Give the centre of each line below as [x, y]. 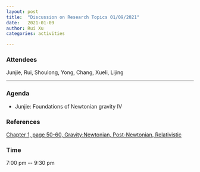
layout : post [22, 12]
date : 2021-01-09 [30, 23]
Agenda [18, 94]
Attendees [22, 60]
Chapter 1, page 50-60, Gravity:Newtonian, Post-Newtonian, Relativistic [94, 135]
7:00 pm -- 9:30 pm [30, 163]
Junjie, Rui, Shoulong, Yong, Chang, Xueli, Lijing [65, 72]
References [23, 122]
